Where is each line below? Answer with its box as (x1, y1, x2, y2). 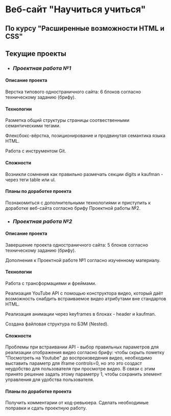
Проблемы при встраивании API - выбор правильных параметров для (5, 344, 159, 350)
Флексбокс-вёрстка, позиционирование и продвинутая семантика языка (5, 133, 166, 139)
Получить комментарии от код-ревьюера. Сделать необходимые (5, 400, 149, 406)
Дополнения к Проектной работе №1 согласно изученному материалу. (5, 257, 161, 263)
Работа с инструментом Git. (5, 148, 66, 154)
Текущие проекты (5, 49, 66, 58)
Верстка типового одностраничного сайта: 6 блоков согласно (5, 89, 141, 95)
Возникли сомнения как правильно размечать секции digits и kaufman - (5, 171, 163, 177)
